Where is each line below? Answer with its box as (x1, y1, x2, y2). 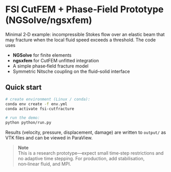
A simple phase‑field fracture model (12, 63, 89, 69)
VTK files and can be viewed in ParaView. (5, 135, 93, 141)
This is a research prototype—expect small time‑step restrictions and (17, 150, 164, 156)
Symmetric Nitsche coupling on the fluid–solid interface (12, 68, 130, 75)
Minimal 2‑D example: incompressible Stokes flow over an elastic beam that (5, 31, 165, 37)
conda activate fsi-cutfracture (5, 106, 74, 111)
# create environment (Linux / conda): (5, 96, 91, 102)
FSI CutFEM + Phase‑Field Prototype (5, 4, 164, 15)
